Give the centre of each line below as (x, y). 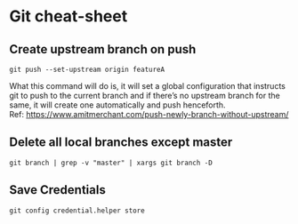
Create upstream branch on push (103, 49)
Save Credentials (58, 190)
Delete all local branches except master (121, 143)
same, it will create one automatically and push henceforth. (117, 105)
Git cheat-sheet (68, 16)
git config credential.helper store (77, 211)
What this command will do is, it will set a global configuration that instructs (148, 86)
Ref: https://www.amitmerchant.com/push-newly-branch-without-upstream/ (149, 114)
